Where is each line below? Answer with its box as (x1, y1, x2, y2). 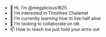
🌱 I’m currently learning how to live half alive (9, 15, 101, 21)
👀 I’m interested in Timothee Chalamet (9, 10, 89, 16)
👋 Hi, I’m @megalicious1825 (9, 5, 67, 10)
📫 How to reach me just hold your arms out (9, 26, 100, 32)
